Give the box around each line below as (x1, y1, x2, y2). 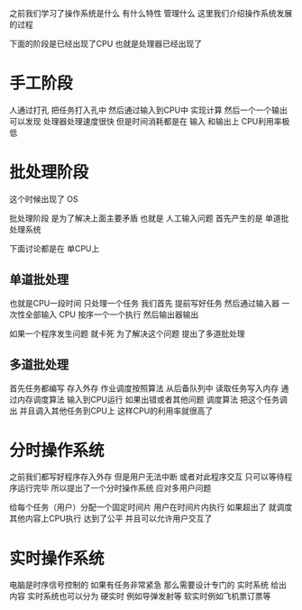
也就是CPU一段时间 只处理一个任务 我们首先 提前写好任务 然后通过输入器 (9, 297, 280, 308)
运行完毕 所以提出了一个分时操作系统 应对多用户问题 (16, 483, 212, 494)
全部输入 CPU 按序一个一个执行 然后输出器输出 (24, 309, 199, 320)
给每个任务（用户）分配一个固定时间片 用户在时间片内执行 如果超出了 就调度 (9, 502, 293, 513)
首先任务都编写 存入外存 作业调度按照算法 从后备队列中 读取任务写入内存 (9, 382, 279, 394)
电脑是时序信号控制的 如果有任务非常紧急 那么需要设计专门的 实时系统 (9, 579, 269, 590)
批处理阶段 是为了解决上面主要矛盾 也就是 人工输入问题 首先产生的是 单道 (9, 213, 281, 223)
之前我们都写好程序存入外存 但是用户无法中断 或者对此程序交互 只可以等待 (9, 471, 285, 482)
